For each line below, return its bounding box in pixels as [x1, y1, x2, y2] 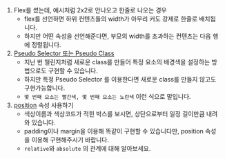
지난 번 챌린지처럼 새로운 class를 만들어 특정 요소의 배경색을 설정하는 [23, 58, 211, 66]
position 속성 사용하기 [13, 101, 74, 109]
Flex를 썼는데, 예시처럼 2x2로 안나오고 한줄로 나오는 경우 [13, 6, 167, 14]
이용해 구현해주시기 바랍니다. [31, 135, 109, 144]
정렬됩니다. [31, 41, 61, 48]
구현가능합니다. [23, 84, 66, 92]
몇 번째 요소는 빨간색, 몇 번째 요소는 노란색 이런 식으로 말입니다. [23, 93, 191, 100]
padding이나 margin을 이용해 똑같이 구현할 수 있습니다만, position [23, 127, 204, 135]
